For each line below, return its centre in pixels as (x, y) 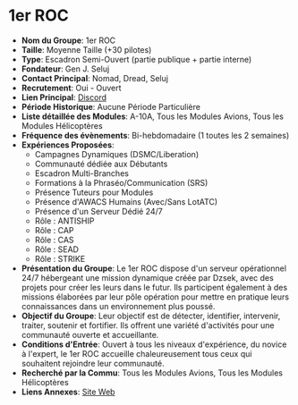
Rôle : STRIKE (60, 258)
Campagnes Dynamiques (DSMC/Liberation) (116, 154)
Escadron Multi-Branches (81, 173)
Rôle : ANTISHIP (64, 221)
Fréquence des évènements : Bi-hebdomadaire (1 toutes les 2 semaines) (155, 135)
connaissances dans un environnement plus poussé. (118, 306)
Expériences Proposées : (68, 145)
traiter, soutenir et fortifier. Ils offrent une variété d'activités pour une (148, 325)
